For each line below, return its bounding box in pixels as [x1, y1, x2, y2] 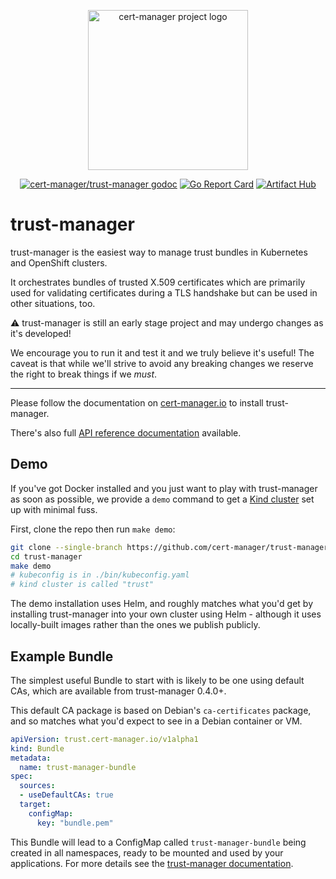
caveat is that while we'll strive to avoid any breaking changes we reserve [10, 357, 314, 369]
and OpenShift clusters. [10, 256, 108, 269]
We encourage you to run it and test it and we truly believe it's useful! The [10, 346, 315, 359]
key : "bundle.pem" [36, 818, 114, 828]
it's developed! [10, 327, 72, 339]
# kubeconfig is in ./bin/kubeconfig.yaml [10, 570, 190, 580]
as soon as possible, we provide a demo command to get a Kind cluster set [10, 493, 315, 505]
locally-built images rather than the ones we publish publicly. [10, 619, 261, 631]
